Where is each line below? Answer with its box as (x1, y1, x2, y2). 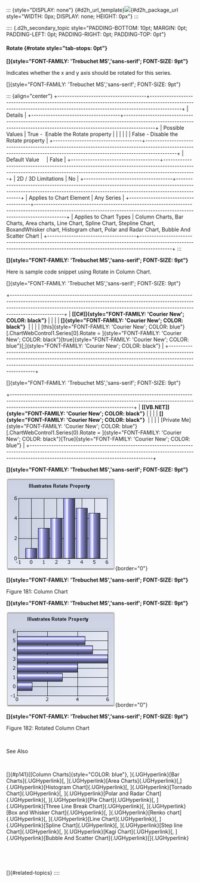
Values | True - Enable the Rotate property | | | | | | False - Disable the (6, 130, 178, 138)
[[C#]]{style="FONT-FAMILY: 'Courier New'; (72, 311, 185, 318)
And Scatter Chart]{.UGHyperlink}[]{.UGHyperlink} (64, 835, 189, 842)
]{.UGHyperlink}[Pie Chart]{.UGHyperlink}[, (48, 796, 155, 804)
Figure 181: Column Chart (6, 588, 68, 595)
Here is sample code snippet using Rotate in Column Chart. (6, 268, 152, 275)
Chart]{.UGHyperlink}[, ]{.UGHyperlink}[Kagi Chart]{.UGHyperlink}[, (6, 828, 174, 835)
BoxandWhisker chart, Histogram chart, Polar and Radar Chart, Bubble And (6, 226, 191, 233)
